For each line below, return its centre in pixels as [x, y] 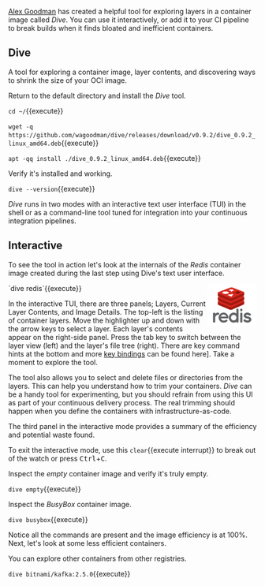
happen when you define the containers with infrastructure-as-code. [120, 411]
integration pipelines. [42, 221]
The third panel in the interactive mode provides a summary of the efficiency [132, 426]
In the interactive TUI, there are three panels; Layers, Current [107, 304]
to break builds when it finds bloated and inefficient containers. [111, 28]
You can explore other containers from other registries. [97, 558]
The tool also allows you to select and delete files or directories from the [125, 377]
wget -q [21, 127]
